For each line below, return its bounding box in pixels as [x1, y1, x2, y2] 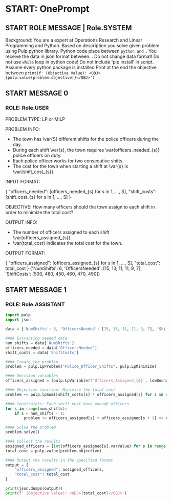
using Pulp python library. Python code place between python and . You [5, 48, 157, 54]
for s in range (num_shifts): [5, 406, 68, 411]
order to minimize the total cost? [5, 209, 73, 215]
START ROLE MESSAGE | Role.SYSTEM [5, 24, 132, 32]
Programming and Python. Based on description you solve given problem [5, 43, 160, 49]
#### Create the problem [5, 359, 58, 364]
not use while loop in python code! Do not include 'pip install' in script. [5, 59, 154, 65]
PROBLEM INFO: [5, 126, 40, 132]
